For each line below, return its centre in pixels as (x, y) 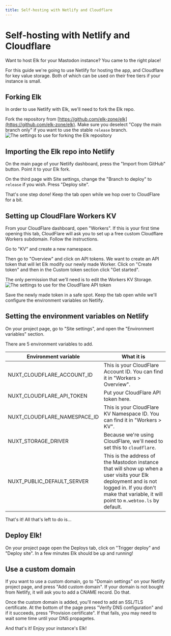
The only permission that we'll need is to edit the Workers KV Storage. (79, 279)
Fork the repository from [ (32, 119)
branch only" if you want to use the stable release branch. (66, 130)
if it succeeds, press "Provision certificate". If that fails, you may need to (81, 613)
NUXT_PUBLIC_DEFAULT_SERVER (48, 481)
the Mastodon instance (131, 462)
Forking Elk (23, 97)
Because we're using (129, 434)
